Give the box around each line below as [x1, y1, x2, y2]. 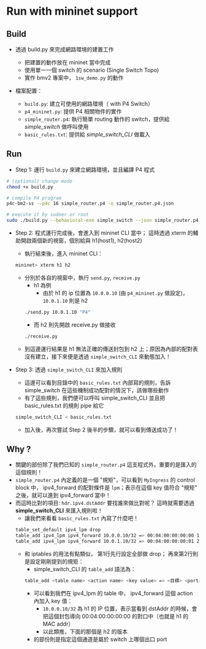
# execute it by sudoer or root [6, 211, 89, 218]
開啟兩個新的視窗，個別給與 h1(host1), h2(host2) [20, 237, 142, 245]
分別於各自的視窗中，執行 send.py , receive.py [24, 274, 141, 281]
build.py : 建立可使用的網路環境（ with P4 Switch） [24, 100, 153, 107]
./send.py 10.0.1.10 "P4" [24, 309, 91, 315]
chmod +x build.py [6, 184, 53, 190]
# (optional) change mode [6, 178, 72, 184]
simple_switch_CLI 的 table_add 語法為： [33, 566, 136, 572]
